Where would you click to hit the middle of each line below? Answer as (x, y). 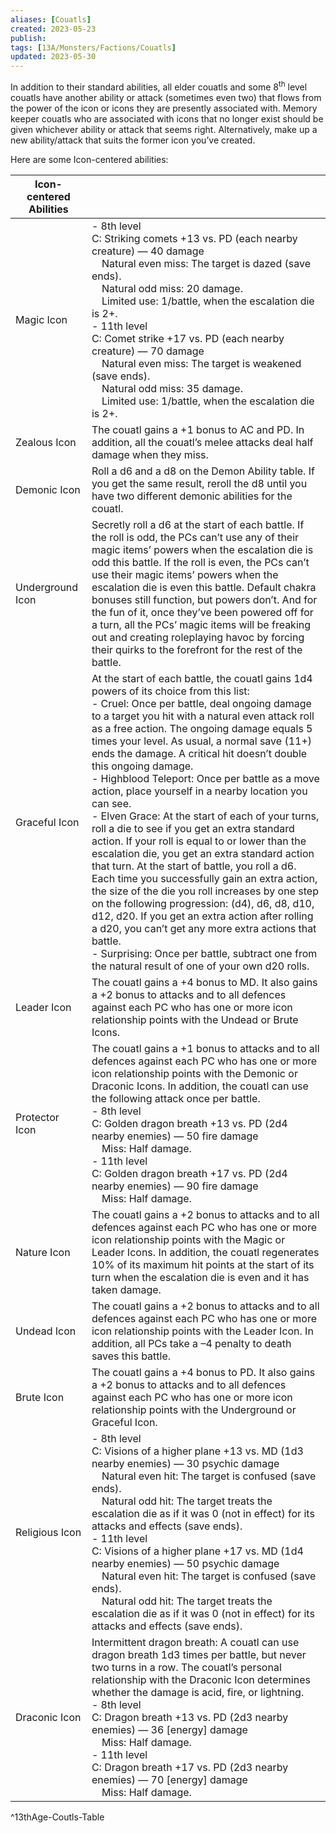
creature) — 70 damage (148, 351)
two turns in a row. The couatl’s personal (186, 1667)
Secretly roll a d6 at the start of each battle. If (198, 524)
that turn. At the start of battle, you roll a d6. (194, 866)
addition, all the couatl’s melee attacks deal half (202, 442)
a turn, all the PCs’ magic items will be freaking (201, 624)
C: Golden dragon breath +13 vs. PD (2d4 (189, 1123)
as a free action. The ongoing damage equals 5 (202, 728)
